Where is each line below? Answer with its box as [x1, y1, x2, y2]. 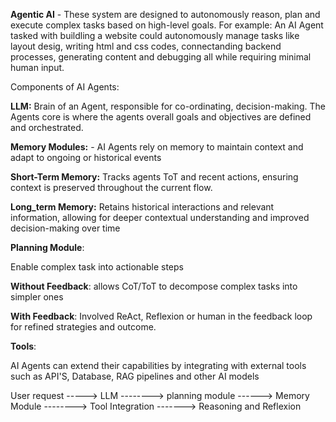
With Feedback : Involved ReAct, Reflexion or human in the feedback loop [10, 310, 313, 322]
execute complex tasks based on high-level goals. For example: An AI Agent [10, 19, 324, 31]
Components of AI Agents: [10, 81, 120, 93]
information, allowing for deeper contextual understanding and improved [10, 212, 310, 223]
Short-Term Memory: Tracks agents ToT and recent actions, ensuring [10, 171, 299, 183]
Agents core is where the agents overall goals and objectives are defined [10, 111, 312, 123]
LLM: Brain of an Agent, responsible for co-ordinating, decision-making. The [10, 100, 326, 112]
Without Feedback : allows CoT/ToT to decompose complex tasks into [10, 280, 298, 292]
